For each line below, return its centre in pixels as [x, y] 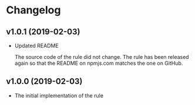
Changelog [33, 10]
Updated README [36, 45]
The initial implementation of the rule [59, 95]
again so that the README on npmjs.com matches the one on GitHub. [99, 63]
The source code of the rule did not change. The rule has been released [102, 57]
